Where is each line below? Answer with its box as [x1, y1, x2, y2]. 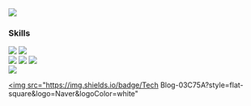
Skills [8, 28, 31, 39]
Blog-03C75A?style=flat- [160, 80, 245, 90]
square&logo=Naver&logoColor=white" [8, 89, 139, 99]
